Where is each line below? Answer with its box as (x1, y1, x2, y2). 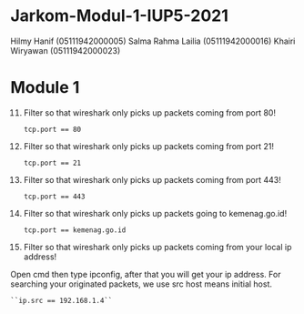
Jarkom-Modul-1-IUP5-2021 (10, 5, 228, 26)
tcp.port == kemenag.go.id (23, 225, 127, 235)
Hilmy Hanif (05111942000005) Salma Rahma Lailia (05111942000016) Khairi (10, 35, 296, 46)
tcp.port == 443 (23, 192, 86, 201)
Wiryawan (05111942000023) (10, 45, 121, 56)
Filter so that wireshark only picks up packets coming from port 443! (23, 174, 281, 185)
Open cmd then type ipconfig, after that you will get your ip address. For (10, 268, 281, 279)
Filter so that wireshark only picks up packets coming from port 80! (23, 106, 277, 118)
